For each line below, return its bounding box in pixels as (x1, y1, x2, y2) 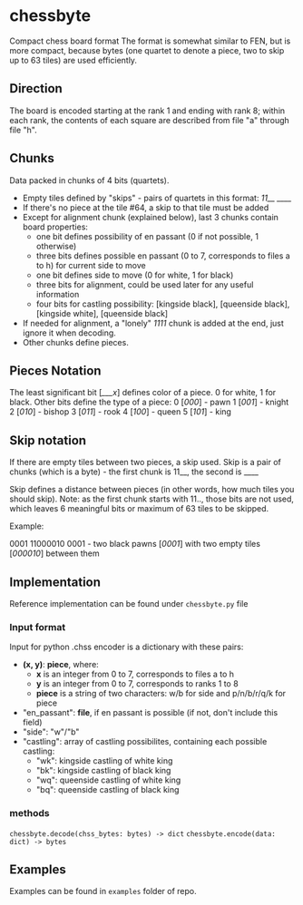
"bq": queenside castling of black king (35, 784, 180, 795)
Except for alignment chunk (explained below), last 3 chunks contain (22, 211, 279, 222)
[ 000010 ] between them (9, 548, 100, 559)
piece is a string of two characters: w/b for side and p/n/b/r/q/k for (35, 688, 287, 699)
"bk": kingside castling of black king (35, 765, 171, 776)
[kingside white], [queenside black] (35, 307, 169, 318)
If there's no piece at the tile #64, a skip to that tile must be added (22, 201, 269, 213)
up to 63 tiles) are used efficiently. (9, 54, 138, 65)
